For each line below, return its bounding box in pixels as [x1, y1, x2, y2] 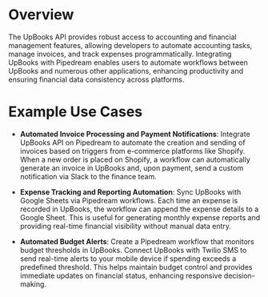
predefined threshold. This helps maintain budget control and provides [19, 262, 253, 271]
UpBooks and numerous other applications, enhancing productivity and [8, 66, 244, 75]
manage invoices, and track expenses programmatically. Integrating [8, 49, 232, 58]
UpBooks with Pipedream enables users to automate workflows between [8, 58, 248, 67]
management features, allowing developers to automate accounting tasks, [8, 40, 253, 50]
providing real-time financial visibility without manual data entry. [19, 221, 232, 231]
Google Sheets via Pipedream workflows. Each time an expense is [19, 195, 238, 205]
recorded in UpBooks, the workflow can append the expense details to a [19, 204, 259, 214]
